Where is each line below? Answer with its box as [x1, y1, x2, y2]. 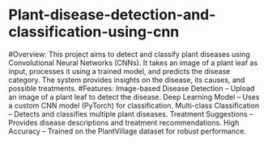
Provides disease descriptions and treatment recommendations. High [8, 117, 240, 127]
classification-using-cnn [8, 23, 180, 41]
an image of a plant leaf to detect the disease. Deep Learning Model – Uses [8, 92, 260, 101]
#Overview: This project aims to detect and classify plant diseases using [8, 49, 250, 59]
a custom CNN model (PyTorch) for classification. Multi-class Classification [8, 101, 260, 110]
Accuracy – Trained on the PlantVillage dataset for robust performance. [8, 126, 247, 136]
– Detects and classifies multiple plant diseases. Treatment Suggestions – [8, 109, 253, 118]
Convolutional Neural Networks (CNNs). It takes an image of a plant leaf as [8, 58, 258, 68]
